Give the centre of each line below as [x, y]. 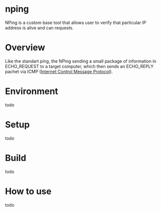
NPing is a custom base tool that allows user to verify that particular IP [76, 23]
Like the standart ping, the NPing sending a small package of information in [81, 61]
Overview [25, 48]
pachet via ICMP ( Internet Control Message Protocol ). [59, 71]
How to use [28, 191]
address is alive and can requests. [40, 27]
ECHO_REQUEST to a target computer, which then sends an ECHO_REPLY [79, 66]
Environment [32, 91]
